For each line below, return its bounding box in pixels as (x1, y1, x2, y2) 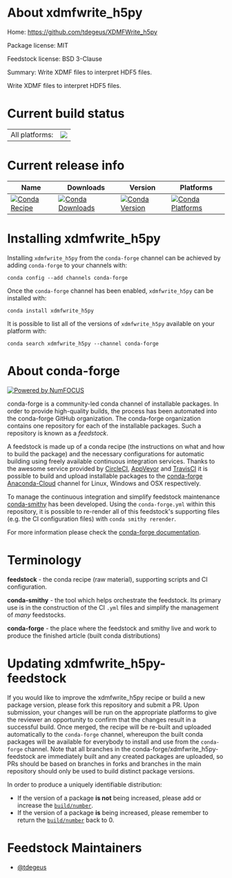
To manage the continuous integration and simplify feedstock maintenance (7, 492, 220, 501)
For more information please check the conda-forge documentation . (7, 528, 202, 536)
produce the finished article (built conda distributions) (7, 631, 161, 640)
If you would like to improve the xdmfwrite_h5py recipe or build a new (7, 693, 206, 701)
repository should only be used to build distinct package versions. (7, 767, 195, 775)
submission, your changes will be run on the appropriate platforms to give (7, 708, 217, 716)
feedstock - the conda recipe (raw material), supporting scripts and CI (7, 575, 209, 583)
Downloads (66, 182, 106, 192)
